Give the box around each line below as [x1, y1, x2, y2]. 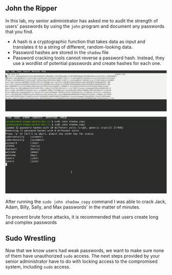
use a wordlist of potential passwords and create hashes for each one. [12, 60, 161, 66]
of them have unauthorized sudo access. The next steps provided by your [5, 253, 160, 259]
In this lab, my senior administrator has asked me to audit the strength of [5, 17, 158, 24]
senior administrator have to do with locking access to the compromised [5, 258, 158, 265]
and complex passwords [5, 219, 57, 225]
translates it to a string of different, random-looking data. [12, 43, 133, 50]
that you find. [5, 28, 33, 35]
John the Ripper [5, 4, 57, 13]
